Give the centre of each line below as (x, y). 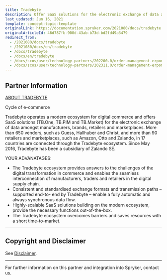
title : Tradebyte (23, 10)
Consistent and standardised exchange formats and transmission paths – (87, 189)
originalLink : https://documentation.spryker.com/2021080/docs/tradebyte (83, 28)
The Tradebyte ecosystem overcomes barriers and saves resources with (87, 215)
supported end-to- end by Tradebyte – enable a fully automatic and (81, 194)
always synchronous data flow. (44, 199)
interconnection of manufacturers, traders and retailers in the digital (82, 178)
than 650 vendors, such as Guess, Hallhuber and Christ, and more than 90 (81, 133)
